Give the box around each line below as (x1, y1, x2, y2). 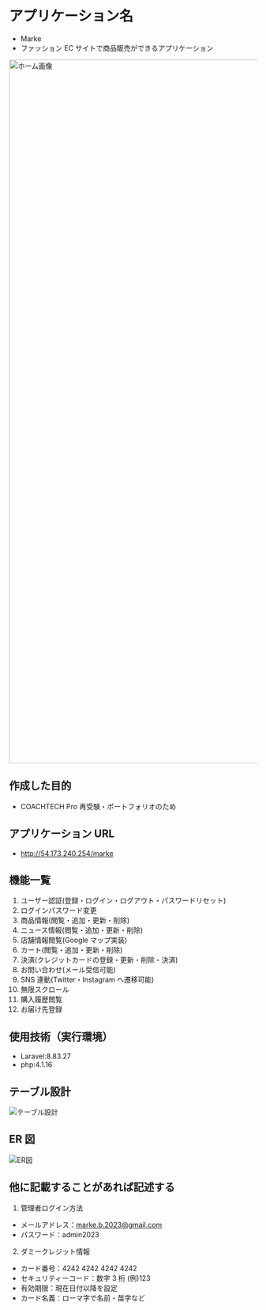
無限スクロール (20, 985, 69, 994)
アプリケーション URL (9, 827, 115, 841)
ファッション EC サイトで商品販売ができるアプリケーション (20, 43, 214, 52)
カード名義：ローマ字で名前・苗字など (20, 1293, 145, 1302)
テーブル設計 (9, 1085, 71, 1098)
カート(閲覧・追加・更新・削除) (20, 945, 123, 955)
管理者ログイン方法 (20, 1203, 84, 1213)
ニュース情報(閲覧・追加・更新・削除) (20, 926, 144, 935)
